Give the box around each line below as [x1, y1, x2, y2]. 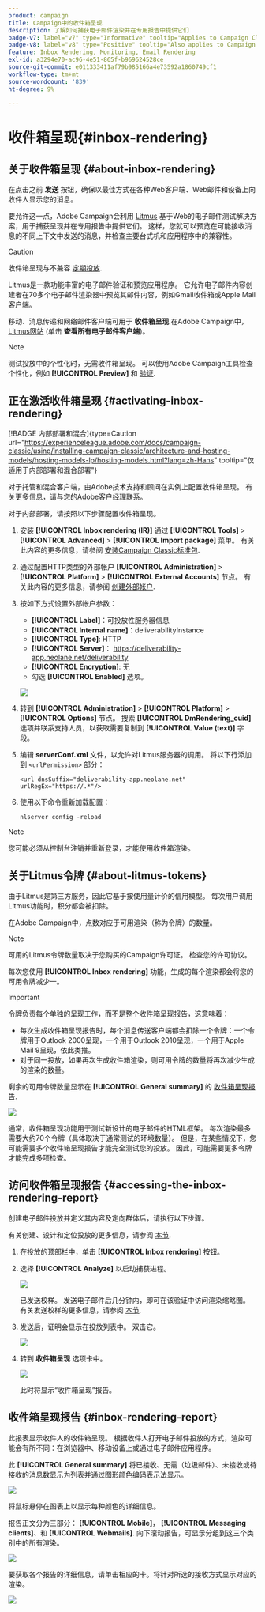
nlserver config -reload [19, 814, 102, 821]
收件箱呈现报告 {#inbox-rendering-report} [8, 1410, 218, 1424]
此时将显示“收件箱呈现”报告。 [19, 1385, 117, 1395]
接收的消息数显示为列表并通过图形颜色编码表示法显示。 [8, 1470, 188, 1479]
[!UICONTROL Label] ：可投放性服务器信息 [31, 616, 170, 625]
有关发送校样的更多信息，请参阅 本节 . [19, 1305, 142, 1315]
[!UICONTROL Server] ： [31, 644, 112, 653]
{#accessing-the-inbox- [103, 1179, 226, 1192]
